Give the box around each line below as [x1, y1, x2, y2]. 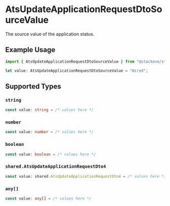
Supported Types [5, 82, 62, 90]
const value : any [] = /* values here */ [5, 196, 92, 201]
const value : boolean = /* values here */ [5, 151, 96, 157]
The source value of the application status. [5, 31, 95, 37]
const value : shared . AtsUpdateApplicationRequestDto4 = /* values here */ [5, 174, 166, 179]
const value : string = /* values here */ [5, 108, 94, 113]
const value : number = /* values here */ [5, 130, 94, 135]
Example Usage [5, 45, 56, 54]
